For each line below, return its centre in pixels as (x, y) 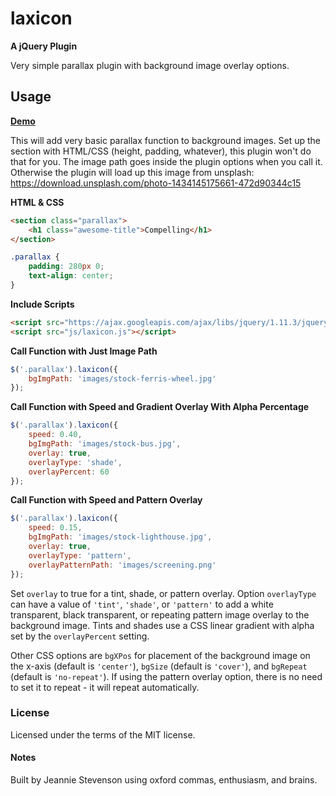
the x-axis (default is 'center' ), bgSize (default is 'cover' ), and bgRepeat (159, 666)
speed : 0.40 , (55, 435)
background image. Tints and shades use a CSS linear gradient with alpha (162, 625)
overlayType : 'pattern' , (80, 555)
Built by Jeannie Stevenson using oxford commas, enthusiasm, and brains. (164, 780)
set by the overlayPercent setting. (80, 636)
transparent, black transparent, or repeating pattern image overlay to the (160, 614)
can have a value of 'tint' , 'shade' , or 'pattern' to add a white (142, 604)
